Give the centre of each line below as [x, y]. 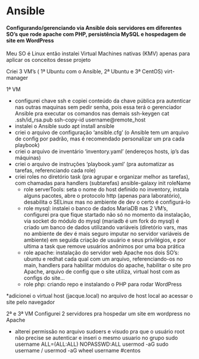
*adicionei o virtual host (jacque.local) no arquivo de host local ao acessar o [99, 296]
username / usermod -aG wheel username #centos [78, 351]
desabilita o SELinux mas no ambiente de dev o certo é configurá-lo [107, 202]
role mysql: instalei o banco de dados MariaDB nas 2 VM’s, [96, 208]
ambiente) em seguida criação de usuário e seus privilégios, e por [105, 240]
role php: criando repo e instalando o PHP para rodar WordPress [103, 285]
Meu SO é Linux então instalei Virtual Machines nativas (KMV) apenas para [98, 54]
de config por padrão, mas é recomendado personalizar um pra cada [99, 139]
